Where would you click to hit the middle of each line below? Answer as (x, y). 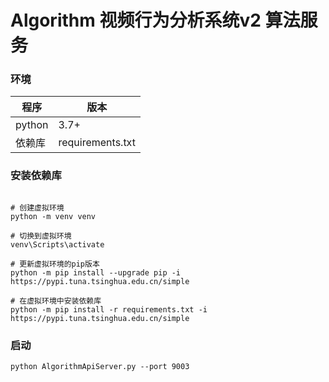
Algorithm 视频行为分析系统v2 (136, 20)
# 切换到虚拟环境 (41, 236)
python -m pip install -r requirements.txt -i (109, 309)
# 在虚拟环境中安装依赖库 (56, 301)
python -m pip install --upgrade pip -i (96, 272)
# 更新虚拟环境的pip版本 (55, 264)
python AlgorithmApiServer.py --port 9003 (100, 367)
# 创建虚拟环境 (37, 207)
